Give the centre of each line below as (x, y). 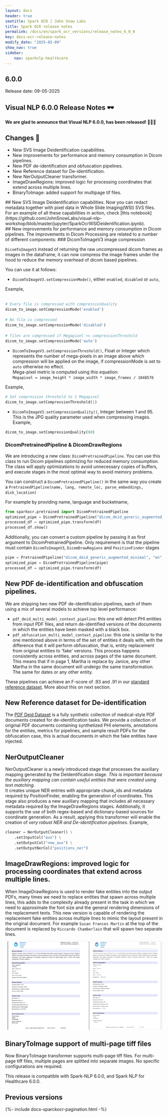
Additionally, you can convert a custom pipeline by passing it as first (75, 537)
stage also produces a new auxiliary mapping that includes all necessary (80, 801)
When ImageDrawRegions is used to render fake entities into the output (79, 891)
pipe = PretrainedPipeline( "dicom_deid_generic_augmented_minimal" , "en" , (85, 558)
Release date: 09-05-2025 (32, 91)
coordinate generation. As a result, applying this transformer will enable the (83, 817)
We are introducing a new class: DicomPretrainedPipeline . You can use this (83, 456)
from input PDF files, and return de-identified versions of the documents (87, 624)
